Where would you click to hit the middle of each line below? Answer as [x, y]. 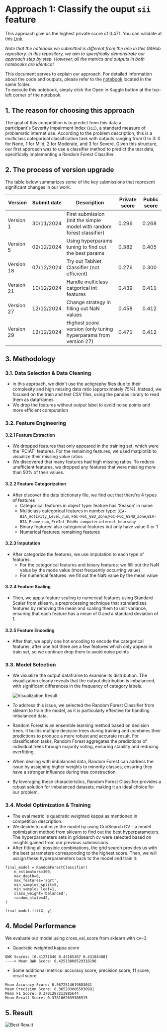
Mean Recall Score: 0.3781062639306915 [46, 998]
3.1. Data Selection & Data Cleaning [48, 373]
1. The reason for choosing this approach [70, 111]
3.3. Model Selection [31, 665]
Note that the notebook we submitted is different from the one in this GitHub [83, 48]
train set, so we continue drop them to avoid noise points [71, 652]
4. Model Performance [41, 926]
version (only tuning [90, 329]
